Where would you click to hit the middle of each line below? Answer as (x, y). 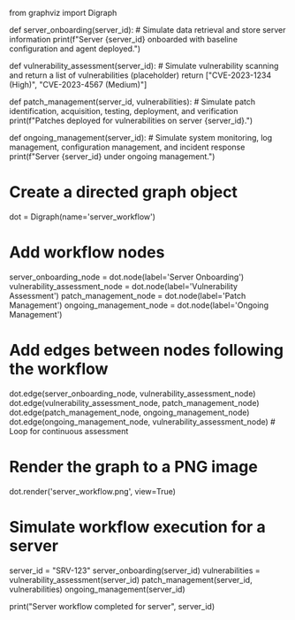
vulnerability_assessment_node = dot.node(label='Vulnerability (124, 286)
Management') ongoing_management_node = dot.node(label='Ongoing (139, 305)
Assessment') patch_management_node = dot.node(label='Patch (128, 295)
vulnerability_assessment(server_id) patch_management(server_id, (131, 579)
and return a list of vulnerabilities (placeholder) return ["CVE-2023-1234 (140, 75)
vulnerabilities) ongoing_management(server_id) (97, 589)
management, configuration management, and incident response (127, 147)
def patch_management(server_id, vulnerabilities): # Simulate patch (132, 102)
